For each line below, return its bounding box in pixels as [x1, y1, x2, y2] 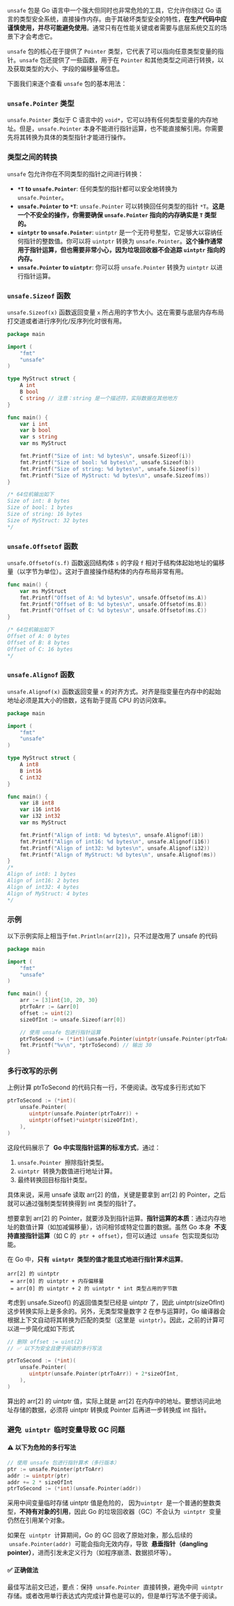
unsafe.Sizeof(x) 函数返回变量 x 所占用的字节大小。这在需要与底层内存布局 [7, 308, 224, 316]
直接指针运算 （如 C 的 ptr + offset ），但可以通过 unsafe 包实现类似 [13, 1231, 213, 1239]
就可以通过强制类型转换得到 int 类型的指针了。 [7, 1199, 141, 1207]
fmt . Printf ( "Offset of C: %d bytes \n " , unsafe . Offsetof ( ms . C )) [19, 607, 208, 614]
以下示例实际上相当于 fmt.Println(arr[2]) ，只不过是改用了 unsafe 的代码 [7, 931, 218, 940]
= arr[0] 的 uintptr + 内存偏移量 [10, 1277, 104, 1285]
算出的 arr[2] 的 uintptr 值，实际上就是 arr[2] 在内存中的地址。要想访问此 [7, 1397, 216, 1405]
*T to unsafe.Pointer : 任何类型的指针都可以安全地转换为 [17, 184, 178, 193]
